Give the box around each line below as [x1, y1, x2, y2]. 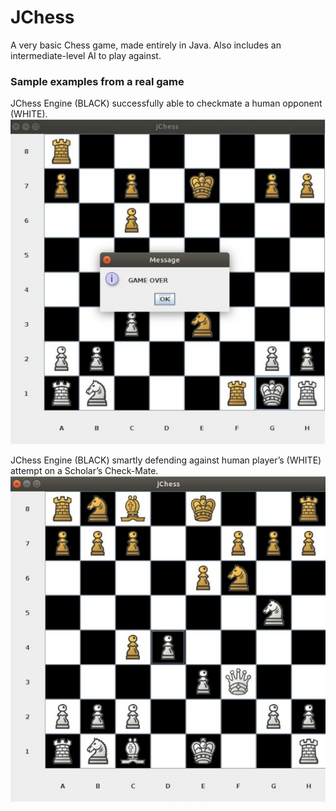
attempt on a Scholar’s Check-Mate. [10, 464, 159, 476]
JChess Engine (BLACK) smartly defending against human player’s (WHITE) [10, 454, 322, 466]
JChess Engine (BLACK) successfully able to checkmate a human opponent [10, 97, 323, 110]
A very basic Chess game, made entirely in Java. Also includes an [10, 39, 282, 51]
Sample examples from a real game [10, 74, 185, 88]
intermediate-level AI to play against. [10, 49, 162, 61]
